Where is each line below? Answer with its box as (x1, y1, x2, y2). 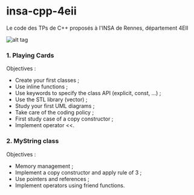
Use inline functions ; (15, 83, 68, 90)
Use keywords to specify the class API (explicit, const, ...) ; (15, 90, 161, 97)
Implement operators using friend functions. (15, 182, 125, 189)
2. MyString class (6, 137, 59, 145)
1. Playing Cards (6, 51, 54, 59)
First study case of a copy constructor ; (15, 115, 114, 122)
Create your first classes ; (15, 77, 80, 84)
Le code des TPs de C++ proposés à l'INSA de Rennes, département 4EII (6, 24, 189, 31)
